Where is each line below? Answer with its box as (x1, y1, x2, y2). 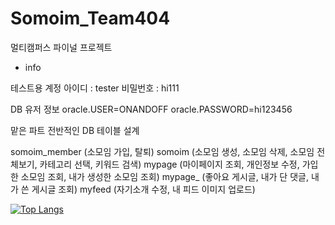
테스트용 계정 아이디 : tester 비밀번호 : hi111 (10, 82, 180, 94)
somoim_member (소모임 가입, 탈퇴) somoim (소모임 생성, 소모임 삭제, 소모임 (10, 145, 315, 157)
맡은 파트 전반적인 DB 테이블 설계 (10, 124, 140, 136)
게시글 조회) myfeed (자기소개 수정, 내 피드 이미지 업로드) (31, 183, 256, 195)
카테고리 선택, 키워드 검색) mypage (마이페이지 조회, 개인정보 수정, (39, 158, 300, 170)
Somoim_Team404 (10, 7, 171, 30)
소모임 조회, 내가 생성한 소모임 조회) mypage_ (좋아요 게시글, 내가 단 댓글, (20, 170, 309, 182)
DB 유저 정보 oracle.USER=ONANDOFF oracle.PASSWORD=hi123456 (10, 103, 293, 115)
